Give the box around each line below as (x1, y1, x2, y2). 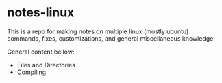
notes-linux (7, 5, 75, 20)
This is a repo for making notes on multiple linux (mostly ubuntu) (7, 27, 189, 35)
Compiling (16, 68, 47, 76)
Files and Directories (16, 61, 75, 69)
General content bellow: (7, 48, 75, 56)
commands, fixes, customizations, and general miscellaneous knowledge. (7, 34, 216, 42)
